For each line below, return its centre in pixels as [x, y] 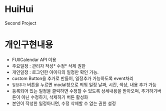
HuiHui [19, 9]
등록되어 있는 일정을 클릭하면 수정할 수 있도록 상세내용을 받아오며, [76, 90]
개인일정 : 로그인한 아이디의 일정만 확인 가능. [55, 72]
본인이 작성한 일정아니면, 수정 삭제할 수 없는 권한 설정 [64, 103]
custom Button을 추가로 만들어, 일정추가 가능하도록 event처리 [72, 78]
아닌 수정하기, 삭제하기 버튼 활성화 [55, 97]
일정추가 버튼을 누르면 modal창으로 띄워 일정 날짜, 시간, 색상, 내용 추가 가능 [84, 84]
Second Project [20, 23]
